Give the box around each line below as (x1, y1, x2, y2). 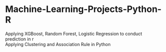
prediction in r (5, 36, 34, 42)
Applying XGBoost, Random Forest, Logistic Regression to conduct (5, 30, 143, 36)
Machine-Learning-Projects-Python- (5, 3, 162, 15)
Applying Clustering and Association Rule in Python (5, 41, 111, 47)
